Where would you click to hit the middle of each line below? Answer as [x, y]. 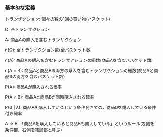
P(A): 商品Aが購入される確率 [34, 87]
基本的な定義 [20, 7]
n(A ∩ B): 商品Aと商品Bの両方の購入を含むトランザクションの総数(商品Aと [80, 71]
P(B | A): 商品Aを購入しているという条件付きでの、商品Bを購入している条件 [81, 107]
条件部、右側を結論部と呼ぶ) [34, 130]
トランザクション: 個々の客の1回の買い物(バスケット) [58, 19]
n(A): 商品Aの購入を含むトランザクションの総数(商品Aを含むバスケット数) [79, 60]
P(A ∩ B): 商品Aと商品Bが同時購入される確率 [50, 97]
